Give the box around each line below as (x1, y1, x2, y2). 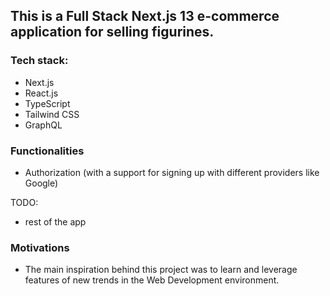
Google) (24, 177, 59, 189)
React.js (24, 87, 59, 99)
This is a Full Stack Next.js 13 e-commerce (10, 8, 280, 25)
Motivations (10, 240, 70, 254)
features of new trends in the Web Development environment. (24, 274, 280, 286)
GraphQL (24, 119, 63, 131)
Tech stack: (10, 54, 69, 68)
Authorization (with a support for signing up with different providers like (24, 166, 320, 178)
